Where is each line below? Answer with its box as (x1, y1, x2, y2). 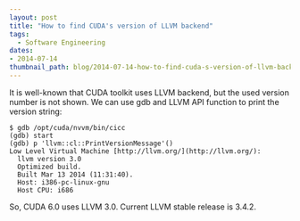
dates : (9, 46, 34, 55)
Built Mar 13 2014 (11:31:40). (17, 170, 134, 179)
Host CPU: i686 (17, 185, 74, 194)
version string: (9, 106, 62, 117)
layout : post (9, 12, 58, 22)
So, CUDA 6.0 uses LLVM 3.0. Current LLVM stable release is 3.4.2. (9, 201, 257, 212)
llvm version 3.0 (17, 154, 82, 163)
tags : (9, 29, 29, 38)
